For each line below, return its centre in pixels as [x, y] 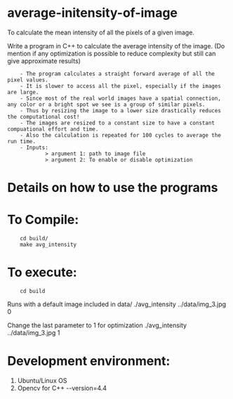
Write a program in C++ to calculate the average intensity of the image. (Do [116, 46]
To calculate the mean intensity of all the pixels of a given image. [101, 32]
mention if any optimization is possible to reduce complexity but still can [112, 53]
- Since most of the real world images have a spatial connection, [120, 98]
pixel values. [28, 80]
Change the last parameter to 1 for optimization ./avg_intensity [97, 325]
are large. [23, 92]
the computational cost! [44, 117]
